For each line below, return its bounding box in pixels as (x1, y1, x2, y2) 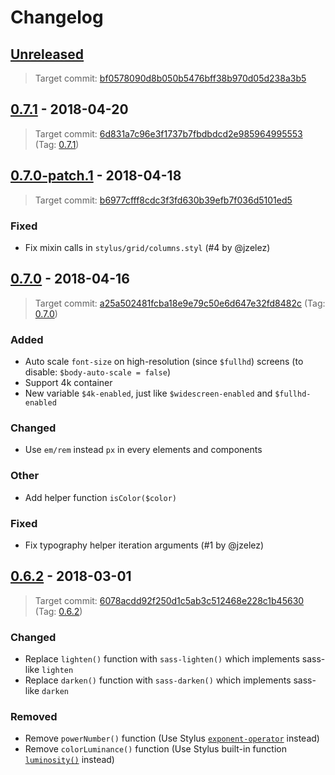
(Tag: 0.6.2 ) (34, 605, 83, 617)
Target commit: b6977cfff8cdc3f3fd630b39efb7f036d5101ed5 (34, 194, 293, 206)
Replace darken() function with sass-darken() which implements (24, 674, 292, 686)
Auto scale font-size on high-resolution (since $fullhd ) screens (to (24, 356, 304, 368)
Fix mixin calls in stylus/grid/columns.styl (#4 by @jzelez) (24, 241, 271, 253)
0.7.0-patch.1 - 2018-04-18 (10, 167, 182, 185)
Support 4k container (24, 377, 113, 389)
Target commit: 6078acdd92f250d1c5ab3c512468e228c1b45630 (34, 594, 305, 606)
